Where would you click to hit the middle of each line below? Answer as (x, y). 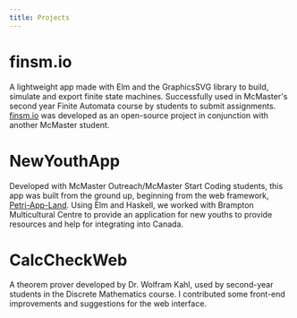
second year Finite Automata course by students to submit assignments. (143, 106)
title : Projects (39, 17)
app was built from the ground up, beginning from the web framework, (139, 195)
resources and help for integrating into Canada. (97, 224)
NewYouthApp (65, 161)
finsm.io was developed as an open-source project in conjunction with (139, 115)
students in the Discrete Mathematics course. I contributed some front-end (148, 294)
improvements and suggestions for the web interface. (108, 304)
